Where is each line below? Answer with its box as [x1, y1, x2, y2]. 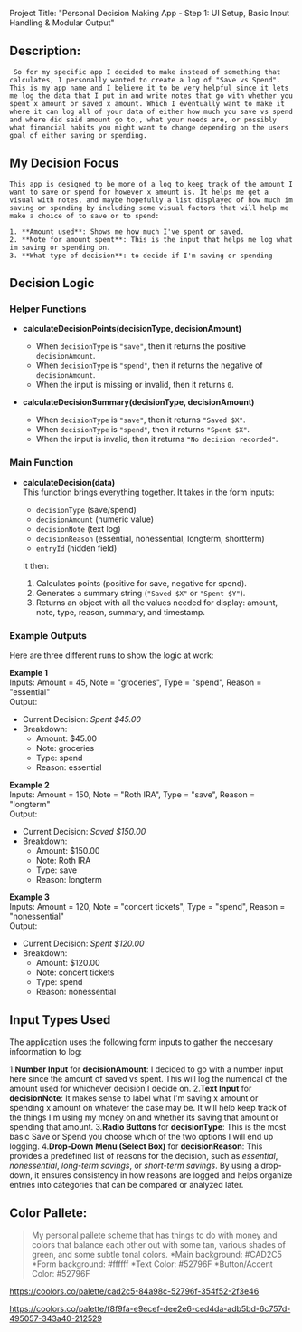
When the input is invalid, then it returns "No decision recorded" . [35, 434, 278, 445]
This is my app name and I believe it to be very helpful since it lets [9, 83, 289, 92]
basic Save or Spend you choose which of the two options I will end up [9, 1131, 274, 1142]
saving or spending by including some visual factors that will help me [9, 203, 289, 212]
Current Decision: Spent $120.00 [22, 938, 145, 949]
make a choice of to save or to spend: [9, 211, 160, 220]
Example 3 [9, 892, 50, 902]
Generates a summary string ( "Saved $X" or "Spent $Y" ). [35, 587, 246, 598]
